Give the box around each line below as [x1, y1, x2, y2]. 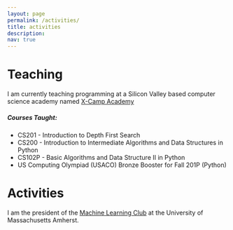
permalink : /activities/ [7, 17, 80, 24]
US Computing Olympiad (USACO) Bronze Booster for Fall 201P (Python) [17, 161, 227, 169]
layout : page [7, 10, 45, 18]
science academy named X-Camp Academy [7, 97, 134, 106]
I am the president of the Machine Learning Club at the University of [7, 208, 204, 217]
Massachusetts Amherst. [7, 215, 79, 224]
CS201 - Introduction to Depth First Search [17, 131, 141, 140]
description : [7, 29, 45, 37]
